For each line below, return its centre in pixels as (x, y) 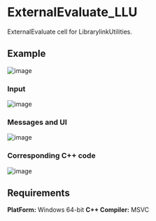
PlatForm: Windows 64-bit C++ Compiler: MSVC (78, 210)
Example (27, 54)
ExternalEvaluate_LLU (72, 12)
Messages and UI (37, 122)
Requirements (38, 193)
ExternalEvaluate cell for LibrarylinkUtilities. (70, 32)
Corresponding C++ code (51, 156)
